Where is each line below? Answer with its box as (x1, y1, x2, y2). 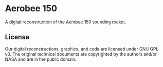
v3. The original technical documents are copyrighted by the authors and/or (5, 51, 157, 57)
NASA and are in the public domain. (5, 56, 76, 62)
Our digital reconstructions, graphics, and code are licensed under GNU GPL (5, 46, 159, 51)
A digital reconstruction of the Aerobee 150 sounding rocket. (5, 19, 127, 25)
